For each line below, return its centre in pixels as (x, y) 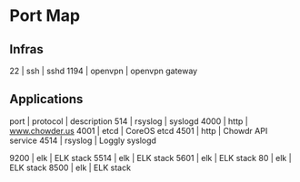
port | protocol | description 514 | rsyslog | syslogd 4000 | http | (129, 121)
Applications (46, 99)
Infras (26, 49)
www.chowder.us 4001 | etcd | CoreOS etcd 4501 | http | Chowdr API (139, 130)
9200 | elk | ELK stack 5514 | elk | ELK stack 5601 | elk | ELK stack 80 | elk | (151, 158)
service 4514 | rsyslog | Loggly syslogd (83, 140)
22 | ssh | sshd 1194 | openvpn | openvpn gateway (104, 71)
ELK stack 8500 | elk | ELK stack (70, 168)
